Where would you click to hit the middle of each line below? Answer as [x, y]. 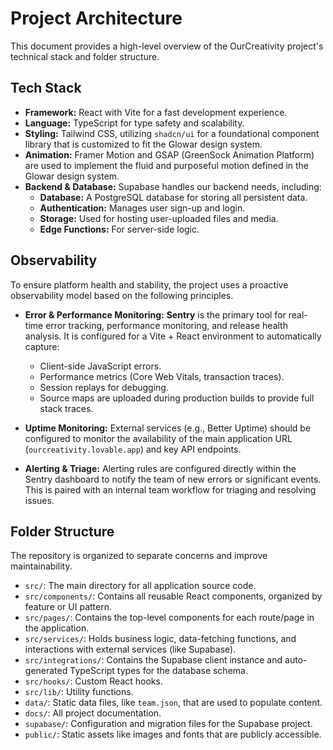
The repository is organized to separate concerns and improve [139, 556]
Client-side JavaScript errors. [100, 366]
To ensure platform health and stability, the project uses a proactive [149, 284]
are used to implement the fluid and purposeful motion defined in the [167, 165]
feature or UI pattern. [68, 607]
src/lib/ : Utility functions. [79, 692]
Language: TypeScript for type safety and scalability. [134, 123]
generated [46, 671]
